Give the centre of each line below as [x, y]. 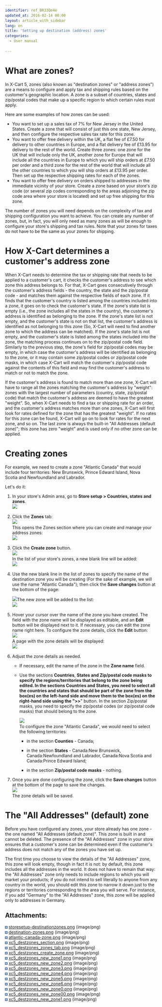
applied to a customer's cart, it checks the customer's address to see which [81, 280]
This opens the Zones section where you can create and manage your [82, 527]
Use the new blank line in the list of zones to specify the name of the [80, 574]
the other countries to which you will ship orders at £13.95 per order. [80, 170]
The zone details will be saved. [43, 796]
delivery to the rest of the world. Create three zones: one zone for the [81, 149]
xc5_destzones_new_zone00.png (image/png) [54, 994]
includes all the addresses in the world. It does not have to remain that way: [80, 869]
